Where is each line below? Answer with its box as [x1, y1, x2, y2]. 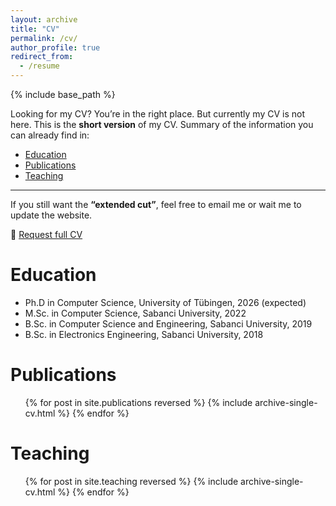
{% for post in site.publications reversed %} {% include [24, 396, 253, 408]
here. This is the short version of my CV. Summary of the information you [10, 119, 314, 130]
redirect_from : [10, 52, 74, 62]
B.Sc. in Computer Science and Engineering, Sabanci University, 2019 [24, 317, 313, 330]
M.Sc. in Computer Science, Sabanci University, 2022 [24, 307, 247, 319]
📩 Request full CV [10, 229, 83, 240]
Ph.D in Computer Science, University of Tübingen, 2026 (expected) [24, 296, 307, 308]
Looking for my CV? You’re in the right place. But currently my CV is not [10, 108, 305, 120]
